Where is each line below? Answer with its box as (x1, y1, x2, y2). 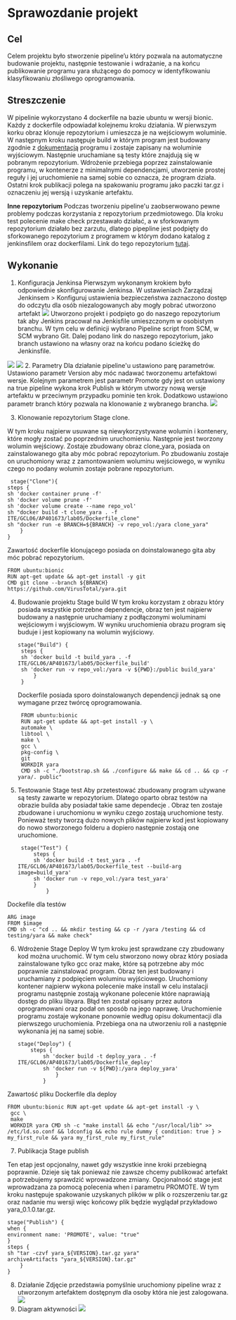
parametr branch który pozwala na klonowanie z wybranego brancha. (7, 400, 209, 408)
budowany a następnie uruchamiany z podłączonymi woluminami (17, 612, 206, 621)
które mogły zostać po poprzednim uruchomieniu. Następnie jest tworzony (7, 434, 223, 443)
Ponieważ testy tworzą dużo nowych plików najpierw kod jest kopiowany (17, 815, 229, 824)
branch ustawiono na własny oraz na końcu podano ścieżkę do (17, 339, 200, 347)
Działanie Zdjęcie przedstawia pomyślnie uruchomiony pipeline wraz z (17, 1281, 221, 1289)
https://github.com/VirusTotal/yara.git (7, 585, 128, 593)
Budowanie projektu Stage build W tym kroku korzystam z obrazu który (17, 598, 225, 606)
